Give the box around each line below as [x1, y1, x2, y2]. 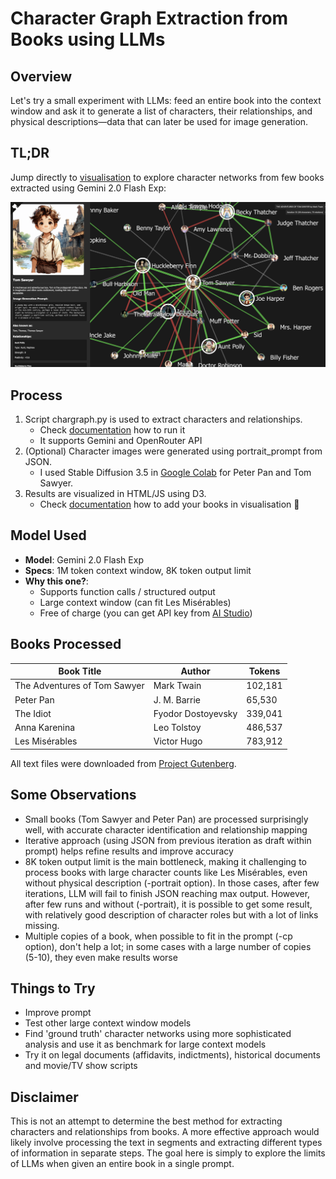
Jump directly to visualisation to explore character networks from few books [10, 171, 325, 183]
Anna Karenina [14, 722, 76, 734]
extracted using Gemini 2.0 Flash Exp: [10, 182, 167, 194]
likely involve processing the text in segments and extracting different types [10, 1137, 323, 1149]
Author [180, 665, 211, 677]
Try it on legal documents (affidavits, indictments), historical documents [24, 1049, 321, 1061]
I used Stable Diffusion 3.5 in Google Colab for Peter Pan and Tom [39, 466, 312, 478]
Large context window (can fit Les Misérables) [39, 596, 232, 608]
